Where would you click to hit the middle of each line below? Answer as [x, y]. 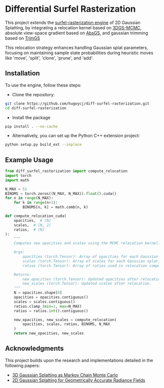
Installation [22, 74]
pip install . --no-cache [31, 126]
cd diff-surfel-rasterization [36, 108]
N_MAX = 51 [16, 189]
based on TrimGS [22, 38]
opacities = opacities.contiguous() [51, 297]
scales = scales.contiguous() [45, 302]
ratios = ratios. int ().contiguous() [51, 311]
